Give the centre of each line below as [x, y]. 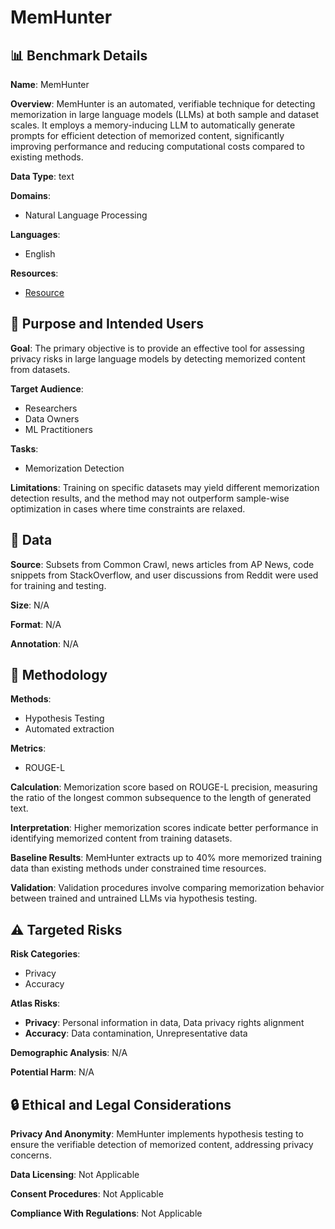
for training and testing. [58, 585]
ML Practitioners [58, 429]
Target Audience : [47, 388]
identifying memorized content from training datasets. [121, 838]
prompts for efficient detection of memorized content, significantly [147, 135]
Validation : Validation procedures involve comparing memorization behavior [167, 888]
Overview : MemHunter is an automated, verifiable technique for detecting [163, 104]
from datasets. [40, 369]
